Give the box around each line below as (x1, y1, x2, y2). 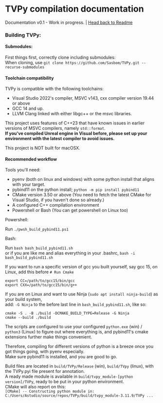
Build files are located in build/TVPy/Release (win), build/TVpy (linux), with (5, 363, 154, 369)
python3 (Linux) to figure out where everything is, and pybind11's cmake (5, 329, 148, 335)
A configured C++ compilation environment (12, 202, 99, 208)
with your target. (12, 181, 45, 188)
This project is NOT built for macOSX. (5, 145, 80, 151)
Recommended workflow (5, 156, 57, 162)
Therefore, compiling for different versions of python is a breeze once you (5, 344, 154, 350)
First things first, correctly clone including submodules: (5, 54, 116, 60)
